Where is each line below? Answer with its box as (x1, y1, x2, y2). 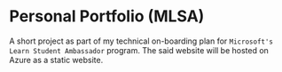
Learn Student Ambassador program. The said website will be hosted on (9, 44, 269, 55)
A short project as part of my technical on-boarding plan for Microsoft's (9, 36, 273, 46)
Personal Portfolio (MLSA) (9, 6, 205, 27)
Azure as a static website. (9, 54, 104, 65)
